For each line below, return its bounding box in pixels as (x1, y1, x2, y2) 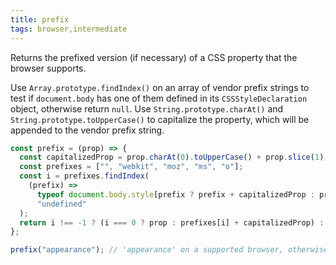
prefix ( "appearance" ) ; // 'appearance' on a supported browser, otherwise (10, 245, 329, 255)
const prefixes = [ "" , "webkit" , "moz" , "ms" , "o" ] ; (19, 162, 244, 172)
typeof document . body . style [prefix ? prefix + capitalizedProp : (36, 189, 315, 200)
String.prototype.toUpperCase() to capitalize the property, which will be (10, 113, 310, 125)
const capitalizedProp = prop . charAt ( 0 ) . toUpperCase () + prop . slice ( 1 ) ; (19, 152, 329, 163)
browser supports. (10, 62, 87, 74)
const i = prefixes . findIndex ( (19, 171, 150, 181)
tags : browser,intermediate (10, 24, 128, 34)
